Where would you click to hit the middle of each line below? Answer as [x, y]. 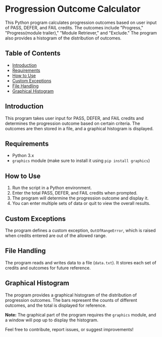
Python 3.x [23, 156]
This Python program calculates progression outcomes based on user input [81, 22]
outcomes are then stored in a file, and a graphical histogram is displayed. [79, 128]
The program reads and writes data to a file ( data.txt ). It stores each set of [81, 262]
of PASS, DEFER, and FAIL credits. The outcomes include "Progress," [74, 27]
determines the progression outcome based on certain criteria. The [73, 123]
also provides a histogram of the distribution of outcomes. [63, 38]
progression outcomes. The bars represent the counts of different [71, 300]
